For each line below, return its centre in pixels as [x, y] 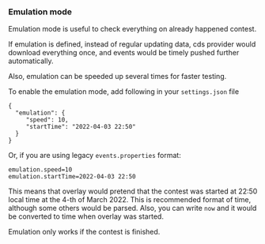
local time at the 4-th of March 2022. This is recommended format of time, [130, 200]
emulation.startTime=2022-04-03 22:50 [72, 177]
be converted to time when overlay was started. [86, 216]
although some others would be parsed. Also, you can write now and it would [132, 208]
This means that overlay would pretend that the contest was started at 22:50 [133, 191]
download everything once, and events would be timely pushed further [124, 53]
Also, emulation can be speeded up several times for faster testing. [117, 77]
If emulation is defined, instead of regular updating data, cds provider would [132, 44]
